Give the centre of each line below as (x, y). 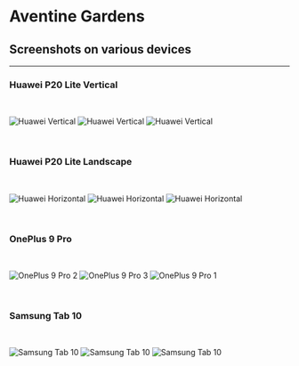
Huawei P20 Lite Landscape (71, 162)
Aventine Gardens (77, 16)
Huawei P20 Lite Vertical (64, 85)
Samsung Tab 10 (46, 315)
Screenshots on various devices (101, 49)
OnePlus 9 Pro (41, 239)
